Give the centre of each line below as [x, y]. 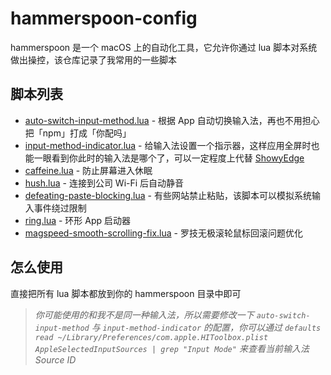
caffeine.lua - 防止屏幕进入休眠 [88, 170]
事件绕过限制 [60, 208]
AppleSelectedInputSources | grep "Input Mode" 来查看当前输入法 [172, 348]
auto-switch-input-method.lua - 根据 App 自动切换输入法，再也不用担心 [172, 120]
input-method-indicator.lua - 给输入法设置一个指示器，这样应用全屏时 [168, 145]
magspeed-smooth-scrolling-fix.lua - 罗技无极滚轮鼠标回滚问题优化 [163, 233]
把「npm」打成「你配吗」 [78, 133]
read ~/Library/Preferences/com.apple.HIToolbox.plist [151, 337]
